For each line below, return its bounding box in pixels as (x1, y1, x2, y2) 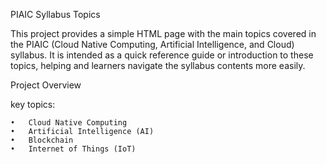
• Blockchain (10, 135, 74, 145)
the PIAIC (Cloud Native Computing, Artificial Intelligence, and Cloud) (10, 39, 295, 50)
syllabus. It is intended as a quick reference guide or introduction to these (10, 49, 314, 61)
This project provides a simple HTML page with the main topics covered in (10, 28, 317, 39)
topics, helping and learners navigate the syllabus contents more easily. (10, 60, 306, 71)
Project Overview (10, 79, 82, 91)
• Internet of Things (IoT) (10, 144, 137, 154)
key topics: (10, 99, 56, 110)
